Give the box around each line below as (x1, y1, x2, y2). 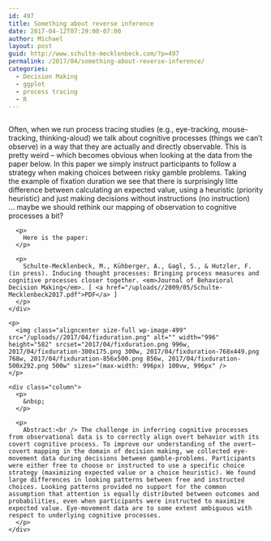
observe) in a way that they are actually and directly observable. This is (8, 142, 247, 151)
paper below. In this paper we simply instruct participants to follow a (8, 159, 237, 169)
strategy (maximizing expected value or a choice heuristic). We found (8, 469, 256, 477)
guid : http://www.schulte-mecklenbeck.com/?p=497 (8, 50, 180, 58)
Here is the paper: (23, 233, 89, 242)
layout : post (8, 42, 53, 50)
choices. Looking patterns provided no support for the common (8, 483, 227, 491)
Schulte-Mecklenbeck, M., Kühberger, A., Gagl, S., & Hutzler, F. (23, 262, 252, 271)
